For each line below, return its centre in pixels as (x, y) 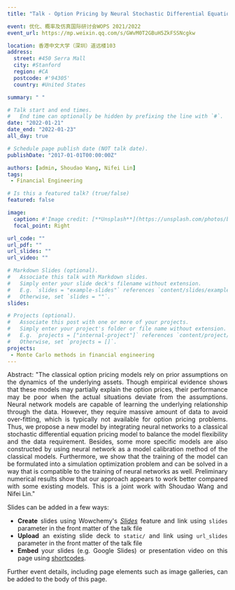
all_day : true (28, 136)
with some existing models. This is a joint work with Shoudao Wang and (117, 486)
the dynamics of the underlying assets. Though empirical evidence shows (117, 382)
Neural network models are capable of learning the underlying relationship (117, 404)
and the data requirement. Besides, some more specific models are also (117, 441)
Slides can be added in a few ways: (58, 507)
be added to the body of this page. (57, 579)
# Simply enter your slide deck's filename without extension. (104, 283)
